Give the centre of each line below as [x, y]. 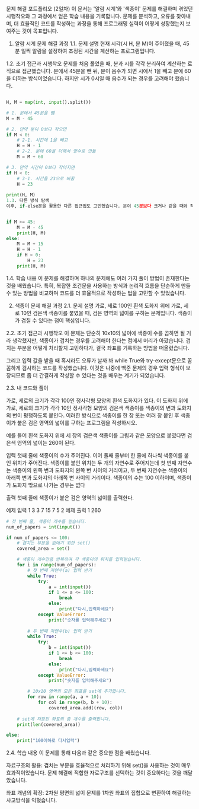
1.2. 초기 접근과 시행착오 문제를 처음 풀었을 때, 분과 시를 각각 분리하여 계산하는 [96, 63]
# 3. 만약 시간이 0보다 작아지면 [41, 167]
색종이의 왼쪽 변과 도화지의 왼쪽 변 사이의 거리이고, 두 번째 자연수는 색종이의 [100, 470]
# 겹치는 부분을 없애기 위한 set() [54, 543]
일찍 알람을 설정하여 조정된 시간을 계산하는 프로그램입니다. [88, 51]
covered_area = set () [43, 549]
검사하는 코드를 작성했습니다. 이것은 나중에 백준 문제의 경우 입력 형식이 [103, 368]
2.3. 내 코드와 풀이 [27, 388]
